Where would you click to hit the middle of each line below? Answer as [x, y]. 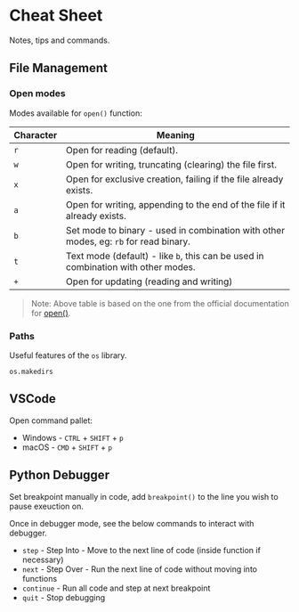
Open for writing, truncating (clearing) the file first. [171, 164]
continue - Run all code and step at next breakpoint [116, 588]
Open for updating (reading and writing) [149, 282]
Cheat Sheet [56, 16]
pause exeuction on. [47, 506]
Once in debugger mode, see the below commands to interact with [132, 523]
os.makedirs [31, 371]
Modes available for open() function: [76, 113]
